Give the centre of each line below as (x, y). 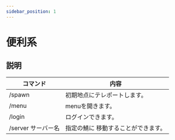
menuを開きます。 (90, 106)
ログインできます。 (92, 117)
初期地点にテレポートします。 (106, 95)
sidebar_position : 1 (31, 11)
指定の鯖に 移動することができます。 (116, 128)
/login (17, 117)
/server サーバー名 (34, 128)
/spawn (19, 94)
